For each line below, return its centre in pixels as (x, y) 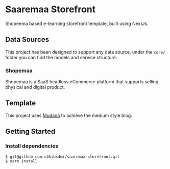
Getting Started (30, 131)
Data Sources (27, 40)
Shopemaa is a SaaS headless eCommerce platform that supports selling (82, 82)
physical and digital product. (35, 87)
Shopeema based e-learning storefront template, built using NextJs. (77, 23)
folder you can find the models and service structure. (61, 57)
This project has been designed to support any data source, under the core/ (85, 52)
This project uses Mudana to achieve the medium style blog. (69, 115)
